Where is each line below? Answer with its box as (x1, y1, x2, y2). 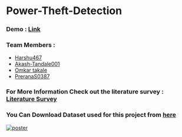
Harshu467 (14, 54, 42, 61)
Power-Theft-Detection (6, 4, 123, 18)
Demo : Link (6, 25, 41, 34)
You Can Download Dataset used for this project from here (6, 111, 177, 119)
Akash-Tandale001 (14, 61, 60, 68)
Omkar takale (14, 66, 48, 74)
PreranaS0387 (14, 73, 50, 80)
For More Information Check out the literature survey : (6, 88, 164, 96)
